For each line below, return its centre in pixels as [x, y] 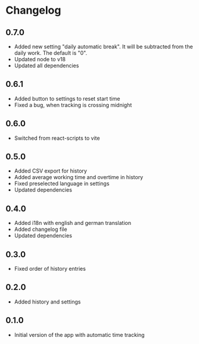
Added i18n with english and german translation [73, 223]
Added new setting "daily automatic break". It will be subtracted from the [103, 46]
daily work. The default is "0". [51, 53]
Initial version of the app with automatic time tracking [79, 334]
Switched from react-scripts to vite [57, 138]
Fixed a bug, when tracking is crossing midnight [73, 105]
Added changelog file [41, 229]
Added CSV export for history [51, 171]
